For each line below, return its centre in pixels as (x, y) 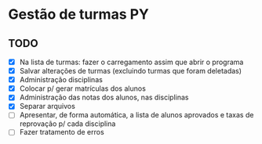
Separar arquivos (47, 106)
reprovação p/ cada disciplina (67, 124)
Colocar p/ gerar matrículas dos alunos (83, 88)
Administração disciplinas (61, 80)
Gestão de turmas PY (78, 14)
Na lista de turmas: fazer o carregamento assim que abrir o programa (131, 62)
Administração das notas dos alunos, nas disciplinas (104, 97)
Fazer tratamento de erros (62, 132)
